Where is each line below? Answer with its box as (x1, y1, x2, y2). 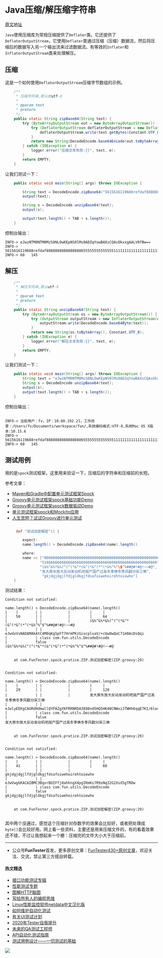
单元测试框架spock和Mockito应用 (12, 509, 79, 515)
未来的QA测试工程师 (12, 926, 52, 932)
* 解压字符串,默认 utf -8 (16, 285, 59, 289)
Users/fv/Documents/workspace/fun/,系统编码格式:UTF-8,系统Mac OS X (14, 424, 150, 429)
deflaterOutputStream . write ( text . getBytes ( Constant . (39, 130, 149, 135)
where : (22, 551, 36, 556)
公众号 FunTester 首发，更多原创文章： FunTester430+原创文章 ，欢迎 (12, 848, 148, 853)
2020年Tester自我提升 (12, 920, 57, 926)
